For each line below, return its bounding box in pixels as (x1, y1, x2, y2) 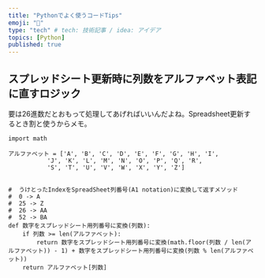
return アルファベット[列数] (22, 263, 107, 272)
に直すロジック (8, 87, 81, 100)
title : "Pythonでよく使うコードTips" (8, 11, 123, 20)
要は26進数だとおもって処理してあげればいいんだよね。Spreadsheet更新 (8, 109, 244, 118)
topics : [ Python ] (8, 33, 65, 42)
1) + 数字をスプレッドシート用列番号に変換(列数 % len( (61, 246, 225, 254)
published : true (8, 41, 62, 49)
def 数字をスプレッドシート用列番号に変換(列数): (8, 221, 151, 229)
